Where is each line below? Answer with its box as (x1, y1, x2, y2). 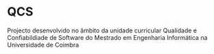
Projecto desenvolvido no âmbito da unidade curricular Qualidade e (7, 26, 197, 34)
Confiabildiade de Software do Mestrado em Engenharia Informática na (7, 33, 208, 41)
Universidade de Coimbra (7, 40, 79, 49)
